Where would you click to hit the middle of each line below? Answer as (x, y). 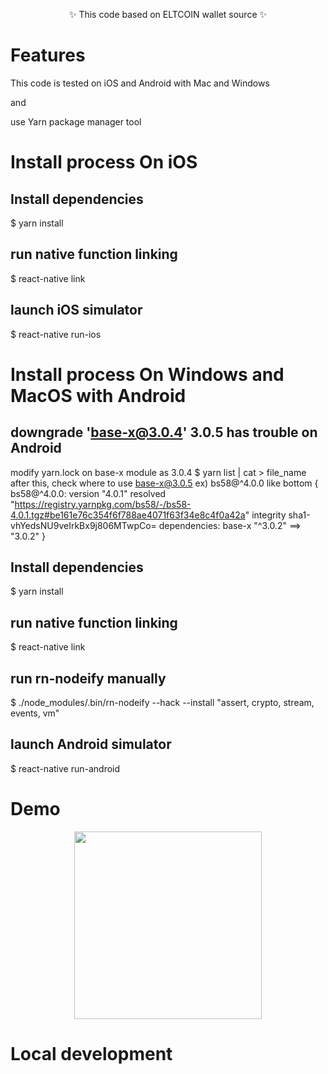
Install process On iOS (104, 162)
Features (48, 55)
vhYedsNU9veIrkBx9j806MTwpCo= (83, 525)
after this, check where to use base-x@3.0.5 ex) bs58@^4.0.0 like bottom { (164, 483)
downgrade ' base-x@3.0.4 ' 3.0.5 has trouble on (164, 432)
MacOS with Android (98, 395)
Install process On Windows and (147, 374)
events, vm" (35, 713)
